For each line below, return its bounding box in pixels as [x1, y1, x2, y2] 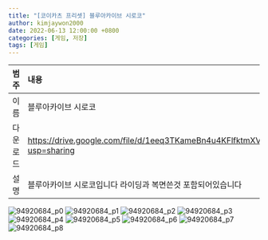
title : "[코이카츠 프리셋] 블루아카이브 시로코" [8, 11, 146, 20]
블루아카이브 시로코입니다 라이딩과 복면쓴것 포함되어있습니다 [27, 179, 242, 191]
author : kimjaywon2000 [8, 19, 84, 27]
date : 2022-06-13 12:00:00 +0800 [8, 26, 120, 34]
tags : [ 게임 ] [8, 41, 49, 49]
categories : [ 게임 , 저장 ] [8, 33, 88, 42]
